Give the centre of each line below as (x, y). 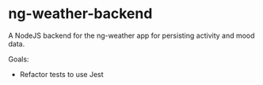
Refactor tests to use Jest (62, 74)
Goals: (19, 59)
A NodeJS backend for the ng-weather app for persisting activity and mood (131, 35)
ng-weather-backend (80, 14)
